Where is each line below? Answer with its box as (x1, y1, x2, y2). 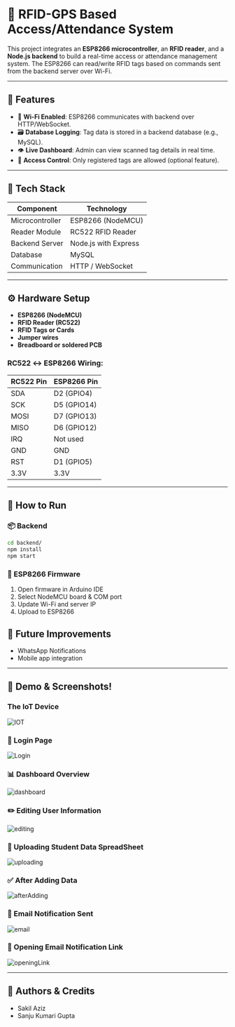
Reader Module (10, 227, 62, 237)
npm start (7, 552, 36, 560)
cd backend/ (7, 540, 42, 547)
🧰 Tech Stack (7, 183, 66, 195)
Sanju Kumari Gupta (17, 1011, 76, 1020)
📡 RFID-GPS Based (7, 6, 117, 22)
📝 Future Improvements (7, 628, 112, 640)
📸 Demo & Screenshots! (7, 681, 112, 693)
